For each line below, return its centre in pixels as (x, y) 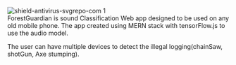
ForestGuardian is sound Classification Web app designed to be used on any (118, 18)
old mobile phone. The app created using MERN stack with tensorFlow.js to (116, 26)
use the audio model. (38, 33)
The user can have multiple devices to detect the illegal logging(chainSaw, (115, 46)
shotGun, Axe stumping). (43, 54)
